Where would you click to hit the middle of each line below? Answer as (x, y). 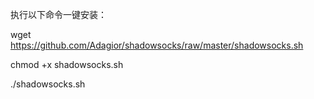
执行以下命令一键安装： (58, 14)
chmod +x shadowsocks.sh (67, 64)
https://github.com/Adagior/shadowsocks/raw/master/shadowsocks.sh (157, 45)
